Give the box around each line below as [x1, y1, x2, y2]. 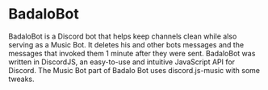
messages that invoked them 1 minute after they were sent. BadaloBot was [8, 48, 256, 58]
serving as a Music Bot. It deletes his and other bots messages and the [8, 39, 245, 49]
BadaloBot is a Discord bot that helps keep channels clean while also [8, 31, 237, 41]
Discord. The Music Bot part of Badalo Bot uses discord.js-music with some [8, 65, 261, 75]
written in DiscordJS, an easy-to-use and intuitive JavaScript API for [8, 57, 236, 67]
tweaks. [8, 74, 35, 84]
